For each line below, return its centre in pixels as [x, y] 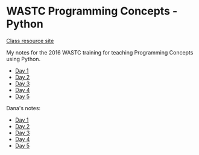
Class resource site [30, 41]
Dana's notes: [24, 108]
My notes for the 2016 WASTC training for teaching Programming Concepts [100, 52]
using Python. [24, 59]
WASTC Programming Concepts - [92, 11]
